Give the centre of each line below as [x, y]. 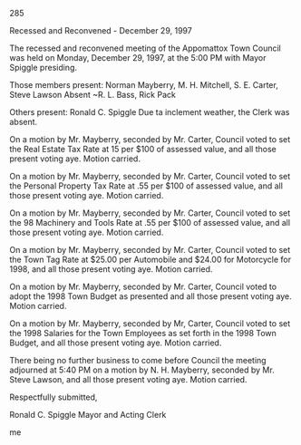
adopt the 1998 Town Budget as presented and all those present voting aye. [150, 296]
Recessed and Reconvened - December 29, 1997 [101, 30]
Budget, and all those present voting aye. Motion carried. [116, 343]
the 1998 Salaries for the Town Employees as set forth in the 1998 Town [143, 333]
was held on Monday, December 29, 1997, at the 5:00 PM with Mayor [138, 58]
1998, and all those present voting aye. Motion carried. [111, 269]
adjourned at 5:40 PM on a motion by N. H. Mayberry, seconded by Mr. [142, 370]
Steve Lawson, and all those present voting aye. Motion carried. [128, 379]
